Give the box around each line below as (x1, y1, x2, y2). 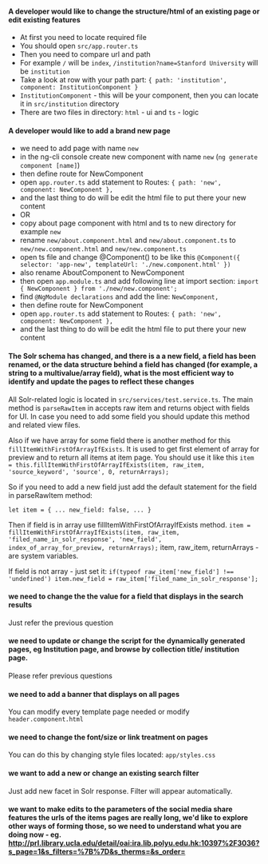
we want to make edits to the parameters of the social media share (8, 804, 233, 814)
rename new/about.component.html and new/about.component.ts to (19, 236, 237, 245)
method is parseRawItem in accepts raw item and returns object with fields (8, 403, 250, 412)
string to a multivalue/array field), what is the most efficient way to (8, 368, 235, 377)
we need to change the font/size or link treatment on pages (8, 732, 209, 742)
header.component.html (8, 715, 84, 723)
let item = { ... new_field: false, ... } (8, 506, 152, 514)
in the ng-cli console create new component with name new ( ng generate (19, 152, 258, 161)
